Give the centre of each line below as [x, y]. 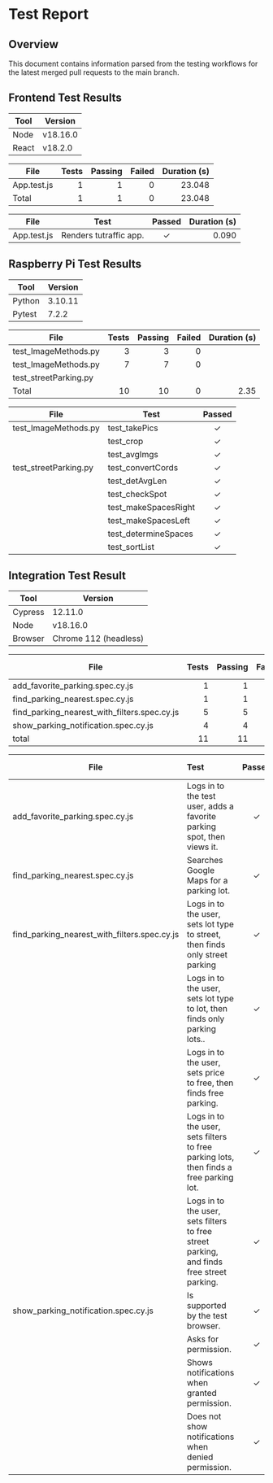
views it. [202, 847]
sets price [206, 1073]
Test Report [49, 14]
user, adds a [210, 806]
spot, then [206, 837]
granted [201, 1394]
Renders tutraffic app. [102, 235]
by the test [207, 1316]
